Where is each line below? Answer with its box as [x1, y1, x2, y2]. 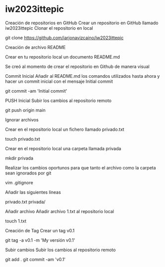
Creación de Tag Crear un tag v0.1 [5, 227, 75, 233]
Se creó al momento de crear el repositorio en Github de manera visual [5, 63, 150, 69]
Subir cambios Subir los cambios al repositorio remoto [5, 247, 116, 253]
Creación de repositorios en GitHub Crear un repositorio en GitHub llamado [5, 20, 159, 26]
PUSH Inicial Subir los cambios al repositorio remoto [5, 98, 111, 104]
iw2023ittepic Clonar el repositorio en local [5, 25, 93, 31]
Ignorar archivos [5, 116, 39, 122]
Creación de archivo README [5, 44, 66, 50]
